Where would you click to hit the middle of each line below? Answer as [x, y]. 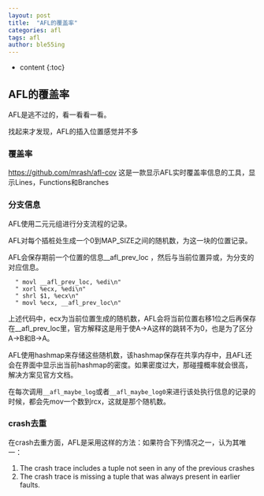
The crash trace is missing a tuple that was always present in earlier [130, 476]
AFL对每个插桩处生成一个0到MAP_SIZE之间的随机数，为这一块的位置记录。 [130, 240]
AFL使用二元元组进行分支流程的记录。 [70, 224]
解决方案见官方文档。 [43, 374]
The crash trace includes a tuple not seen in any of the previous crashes [137, 468]
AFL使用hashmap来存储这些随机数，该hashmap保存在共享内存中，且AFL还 [130, 355]
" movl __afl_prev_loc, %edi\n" [69, 282]
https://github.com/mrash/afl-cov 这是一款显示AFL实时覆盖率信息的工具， [128, 173]
